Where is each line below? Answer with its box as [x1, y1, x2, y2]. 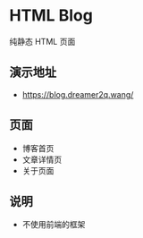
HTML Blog [9, 5, 94, 26]
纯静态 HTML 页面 [9, 36, 76, 47]
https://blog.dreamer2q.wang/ [21, 89, 134, 99]
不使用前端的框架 [21, 219, 86, 230]
